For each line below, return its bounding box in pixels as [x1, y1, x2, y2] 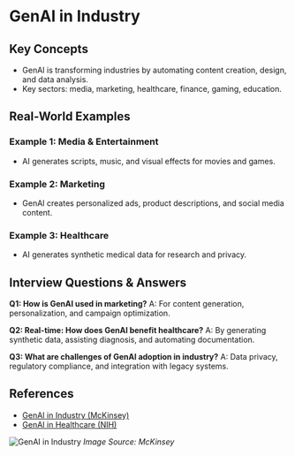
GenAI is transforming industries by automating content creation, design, [21, 65, 287, 75]
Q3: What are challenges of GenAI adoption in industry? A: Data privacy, [9, 352, 278, 362]
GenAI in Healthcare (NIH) [21, 419, 117, 429]
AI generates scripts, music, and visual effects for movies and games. [21, 156, 276, 166]
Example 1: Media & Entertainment [9, 135, 159, 148]
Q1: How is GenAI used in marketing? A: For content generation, [9, 299, 245, 309]
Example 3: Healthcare [9, 229, 109, 241]
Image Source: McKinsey [82, 436, 175, 447]
